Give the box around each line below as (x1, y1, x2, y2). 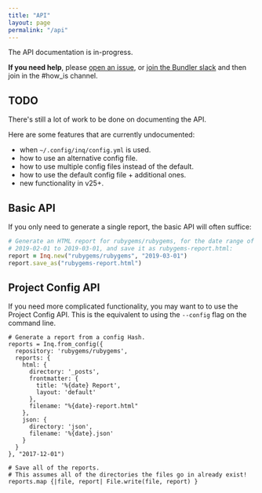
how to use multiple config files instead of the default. (19, 162, 195, 171)
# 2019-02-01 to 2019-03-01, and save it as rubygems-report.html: (8, 244, 234, 252)
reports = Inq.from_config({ (8, 341, 104, 349)
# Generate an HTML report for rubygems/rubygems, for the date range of (8, 237, 255, 245)
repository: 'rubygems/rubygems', (15, 347, 128, 356)
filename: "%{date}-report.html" (28, 402, 139, 411)
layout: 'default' (36, 389, 96, 396)
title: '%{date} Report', (36, 382, 122, 389)
